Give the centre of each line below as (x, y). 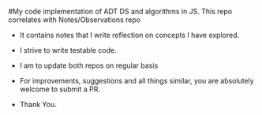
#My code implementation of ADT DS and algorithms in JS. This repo (120, 11)
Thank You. (38, 104)
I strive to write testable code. (68, 50)
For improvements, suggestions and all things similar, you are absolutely (137, 81)
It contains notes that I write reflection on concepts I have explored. (129, 35)
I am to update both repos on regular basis (89, 65)
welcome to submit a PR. (60, 89)
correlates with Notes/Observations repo (75, 20)
